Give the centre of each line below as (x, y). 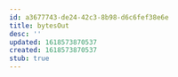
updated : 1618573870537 (53, 42)
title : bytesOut (39, 26)
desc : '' (25, 34)
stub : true (29, 58)
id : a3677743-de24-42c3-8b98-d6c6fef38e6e (89, 17)
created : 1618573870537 (53, 50)
